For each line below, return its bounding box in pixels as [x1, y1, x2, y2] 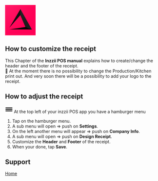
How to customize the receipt [5, 45, 97, 53]
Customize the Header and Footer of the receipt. [12, 138, 111, 145]
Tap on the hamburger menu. [12, 118, 71, 124]
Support [5, 158, 31, 166]
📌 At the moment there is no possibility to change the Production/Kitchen [5, 68, 152, 74]
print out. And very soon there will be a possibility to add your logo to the [5, 73, 152, 79]
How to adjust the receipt [5, 92, 83, 101]
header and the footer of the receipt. [5, 63, 79, 68]
